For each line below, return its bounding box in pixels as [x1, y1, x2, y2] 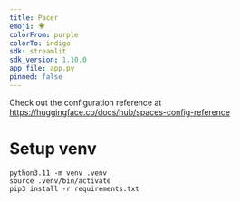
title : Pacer [9, 13, 59, 23]
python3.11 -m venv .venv [9, 168, 107, 178]
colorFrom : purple [9, 30, 79, 39]
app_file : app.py [9, 64, 75, 73]
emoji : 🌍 [9, 22, 45, 31]
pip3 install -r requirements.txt [9, 184, 140, 193]
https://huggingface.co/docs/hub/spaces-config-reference [9, 106, 231, 118]
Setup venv [9, 138, 97, 159]
